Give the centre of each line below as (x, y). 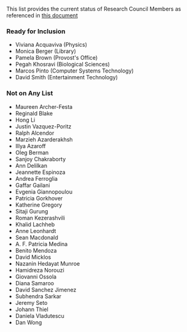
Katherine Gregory (39, 205)
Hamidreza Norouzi (40, 270)
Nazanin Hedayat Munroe (48, 263)
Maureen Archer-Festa (44, 106)
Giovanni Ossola (36, 277)
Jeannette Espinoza (40, 172)
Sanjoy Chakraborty (40, 159)
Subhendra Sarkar (38, 296)
